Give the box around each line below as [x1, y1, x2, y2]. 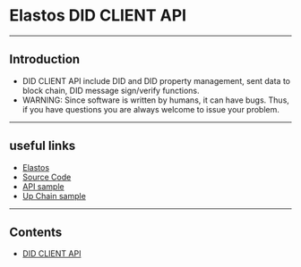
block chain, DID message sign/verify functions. [21, 85, 200, 96]
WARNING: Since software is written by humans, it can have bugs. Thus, [21, 95, 289, 105]
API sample [21, 180, 64, 192]
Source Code [21, 171, 72, 182]
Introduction [9, 52, 81, 67]
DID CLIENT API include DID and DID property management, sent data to [21, 75, 291, 86]
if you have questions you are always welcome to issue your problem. [21, 104, 280, 114]
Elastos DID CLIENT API [9, 5, 186, 26]
